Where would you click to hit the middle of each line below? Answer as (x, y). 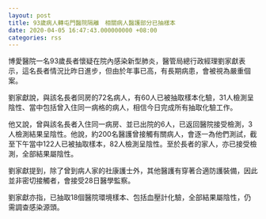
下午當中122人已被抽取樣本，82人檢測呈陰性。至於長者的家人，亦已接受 (132, 144)
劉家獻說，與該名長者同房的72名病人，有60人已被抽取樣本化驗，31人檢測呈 (131, 98)
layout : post (30, 15)
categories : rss (35, 38)
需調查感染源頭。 (36, 207)
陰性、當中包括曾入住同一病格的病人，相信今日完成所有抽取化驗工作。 (123, 108)
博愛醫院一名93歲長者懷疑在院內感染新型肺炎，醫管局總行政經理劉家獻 (123, 61)
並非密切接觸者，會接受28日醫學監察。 (72, 181)
